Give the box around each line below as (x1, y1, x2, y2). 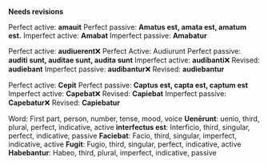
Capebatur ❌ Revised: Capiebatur (8, 98, 121, 107)
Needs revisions (8, 7, 64, 16)
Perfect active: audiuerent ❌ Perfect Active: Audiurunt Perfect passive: (8, 46, 242, 55)
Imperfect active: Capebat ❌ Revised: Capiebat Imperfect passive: (8, 89, 226, 99)
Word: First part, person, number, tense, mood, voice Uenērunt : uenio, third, (8, 114, 260, 123)
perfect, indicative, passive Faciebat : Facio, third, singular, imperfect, (8, 131, 238, 140)
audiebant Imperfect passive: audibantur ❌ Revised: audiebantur (8, 64, 225, 74)
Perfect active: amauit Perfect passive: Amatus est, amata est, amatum (8, 22, 246, 31)
